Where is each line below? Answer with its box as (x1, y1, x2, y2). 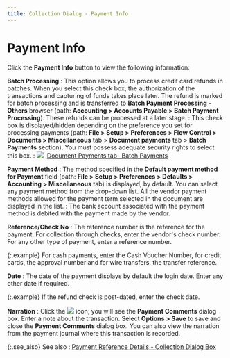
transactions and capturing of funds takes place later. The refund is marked (7, 91, 223, 99)
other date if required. (7, 279, 70, 287)
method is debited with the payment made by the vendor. (7, 209, 171, 218)
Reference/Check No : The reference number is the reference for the (7, 222, 206, 231)
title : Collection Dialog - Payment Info (7, 10, 129, 17)
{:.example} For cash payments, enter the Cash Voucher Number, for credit (7, 251, 222, 259)
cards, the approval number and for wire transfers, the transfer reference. (7, 258, 218, 266)
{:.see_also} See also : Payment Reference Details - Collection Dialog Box (7, 342, 217, 351)
